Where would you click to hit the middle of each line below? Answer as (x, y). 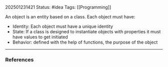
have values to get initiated (40, 37)
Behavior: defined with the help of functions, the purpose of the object (85, 42)
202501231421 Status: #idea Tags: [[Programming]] (58, 7)
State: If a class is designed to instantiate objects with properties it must (86, 32)
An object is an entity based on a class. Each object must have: (70, 17)
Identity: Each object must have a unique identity (63, 26)
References (19, 60)
